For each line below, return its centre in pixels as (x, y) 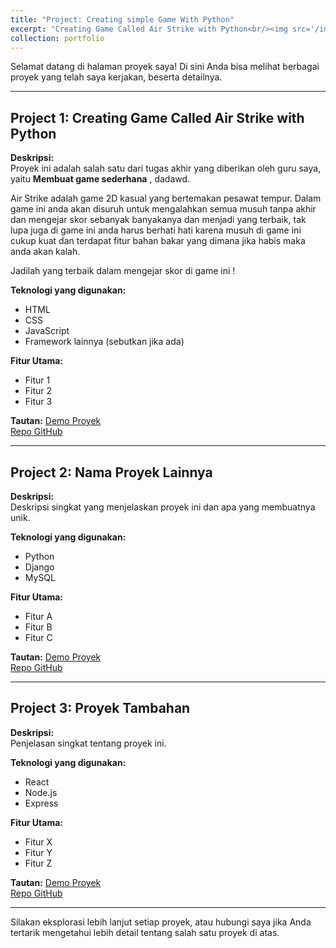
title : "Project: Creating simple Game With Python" (122, 19)
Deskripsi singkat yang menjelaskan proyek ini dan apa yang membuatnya (163, 507)
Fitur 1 (37, 380)
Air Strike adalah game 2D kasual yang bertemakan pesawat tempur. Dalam (166, 198)
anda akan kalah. (45, 252)
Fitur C (38, 637)
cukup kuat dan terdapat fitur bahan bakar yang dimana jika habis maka (158, 241)
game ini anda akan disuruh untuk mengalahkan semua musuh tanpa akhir (163, 209)
